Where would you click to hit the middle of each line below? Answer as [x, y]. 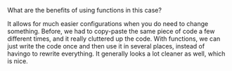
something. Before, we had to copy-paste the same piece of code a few [111, 31]
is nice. [18, 61]
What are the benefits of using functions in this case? [84, 10]
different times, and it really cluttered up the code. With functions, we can [114, 39]
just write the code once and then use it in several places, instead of [106, 46]
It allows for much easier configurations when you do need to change [108, 24]
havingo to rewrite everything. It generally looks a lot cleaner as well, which [116, 53]
